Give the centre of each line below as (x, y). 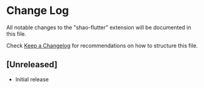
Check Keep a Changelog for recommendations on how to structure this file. (102, 46)
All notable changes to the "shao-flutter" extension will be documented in (99, 27)
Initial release (32, 79)
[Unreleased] (32, 65)
